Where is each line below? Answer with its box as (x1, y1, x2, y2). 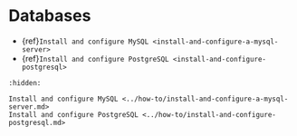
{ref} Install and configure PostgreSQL (21, 53, 169, 63)
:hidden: (8, 78, 42, 87)
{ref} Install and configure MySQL (21, 35, 149, 46)
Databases (8, 5, 91, 26)
